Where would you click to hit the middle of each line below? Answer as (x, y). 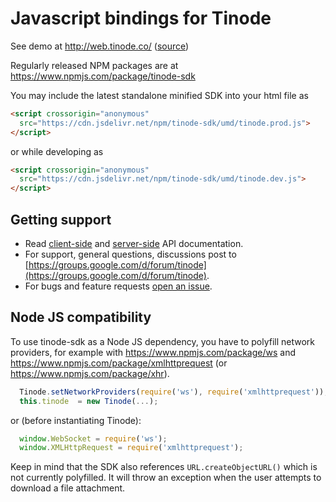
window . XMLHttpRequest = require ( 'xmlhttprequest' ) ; (131, 448)
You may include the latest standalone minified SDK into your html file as (159, 95)
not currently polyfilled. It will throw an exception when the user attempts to (166, 478)
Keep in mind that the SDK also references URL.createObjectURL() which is (164, 467)
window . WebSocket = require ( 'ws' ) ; (93, 438)
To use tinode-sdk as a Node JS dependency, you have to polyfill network (163, 341)
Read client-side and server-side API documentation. (134, 243)
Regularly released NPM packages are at (94, 65)
